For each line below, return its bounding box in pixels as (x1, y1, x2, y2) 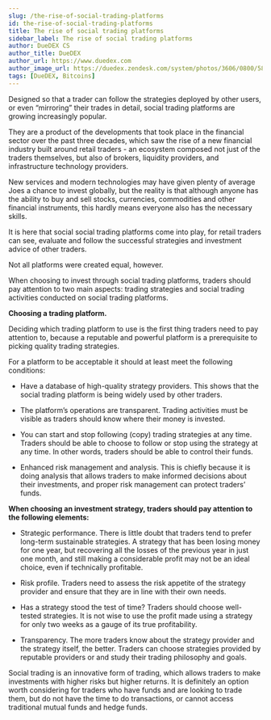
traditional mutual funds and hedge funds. (8, 702, 148, 712)
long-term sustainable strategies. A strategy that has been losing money (19, 537, 261, 546)
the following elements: (8, 512, 90, 522)
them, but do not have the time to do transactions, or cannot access (8, 693, 234, 703)
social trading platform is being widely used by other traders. (19, 389, 223, 399)
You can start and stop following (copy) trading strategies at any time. (19, 429, 252, 439)
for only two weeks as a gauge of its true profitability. (19, 619, 198, 629)
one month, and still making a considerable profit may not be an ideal (19, 554, 250, 563)
